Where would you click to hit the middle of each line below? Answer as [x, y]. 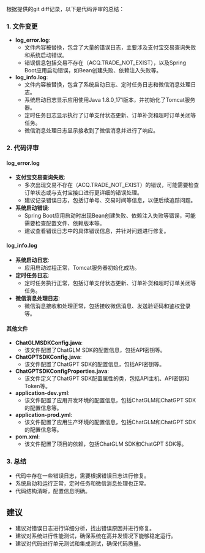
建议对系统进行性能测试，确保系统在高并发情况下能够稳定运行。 [95, 536]
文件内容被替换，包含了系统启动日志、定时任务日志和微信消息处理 [107, 85]
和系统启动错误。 [46, 55]
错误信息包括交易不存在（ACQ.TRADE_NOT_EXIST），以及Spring [105, 63]
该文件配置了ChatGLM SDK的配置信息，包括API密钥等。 [95, 350]
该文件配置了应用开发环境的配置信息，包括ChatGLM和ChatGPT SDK [110, 400]
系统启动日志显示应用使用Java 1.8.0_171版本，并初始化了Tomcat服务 [110, 100]
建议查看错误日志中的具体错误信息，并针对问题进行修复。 [97, 231]
